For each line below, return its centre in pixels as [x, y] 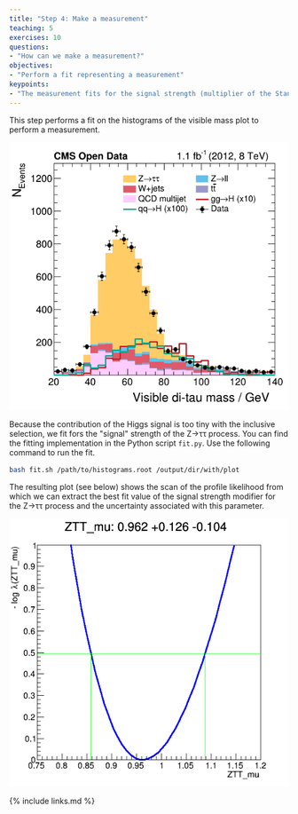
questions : [29, 47]
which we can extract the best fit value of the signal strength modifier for [143, 496]
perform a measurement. [55, 130]
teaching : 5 [31, 28]
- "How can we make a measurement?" [77, 56]
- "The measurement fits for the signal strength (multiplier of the [141, 93]
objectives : [31, 66]
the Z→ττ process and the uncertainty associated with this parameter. [137, 506]
